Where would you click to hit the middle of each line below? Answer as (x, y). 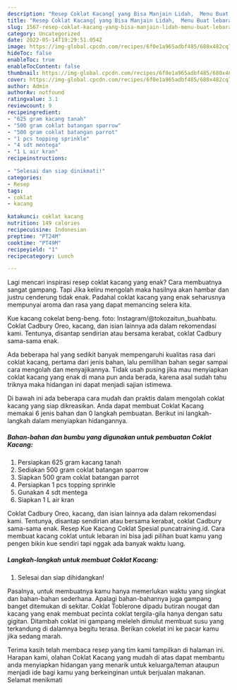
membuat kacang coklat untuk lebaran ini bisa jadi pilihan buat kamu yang (115, 536)
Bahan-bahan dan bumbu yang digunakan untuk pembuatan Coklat (110, 437)
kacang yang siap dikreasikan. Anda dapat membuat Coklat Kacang (106, 406)
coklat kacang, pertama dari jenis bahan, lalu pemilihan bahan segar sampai (117, 362)
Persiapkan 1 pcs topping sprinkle (67, 485)
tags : (15, 191)
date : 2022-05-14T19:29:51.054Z (55, 40)
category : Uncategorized (44, 34)
